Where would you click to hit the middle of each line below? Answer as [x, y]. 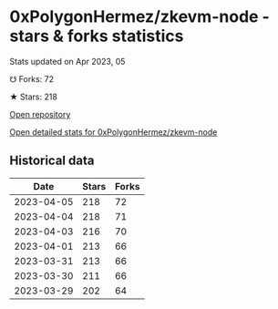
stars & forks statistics [97, 36]
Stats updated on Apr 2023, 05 [67, 61]
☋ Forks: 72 [32, 78]
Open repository [40, 114]
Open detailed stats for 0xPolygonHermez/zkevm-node [113, 132]
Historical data [52, 161]
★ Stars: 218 [33, 97]
